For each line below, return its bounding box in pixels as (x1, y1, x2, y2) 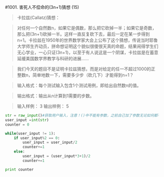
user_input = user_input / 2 (22, 140, 78, 145)
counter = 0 (5, 122, 29, 127)
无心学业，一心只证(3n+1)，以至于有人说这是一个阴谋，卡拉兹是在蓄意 (17, 49, 159, 55)
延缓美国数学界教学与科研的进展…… (17, 56, 89, 61)
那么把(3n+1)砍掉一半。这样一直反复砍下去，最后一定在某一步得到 (17, 31, 150, 37)
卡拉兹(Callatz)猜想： (17, 15, 60, 21)
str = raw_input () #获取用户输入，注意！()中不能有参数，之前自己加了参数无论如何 (5, 113, 155, 118)
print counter (5, 167, 34, 172)
